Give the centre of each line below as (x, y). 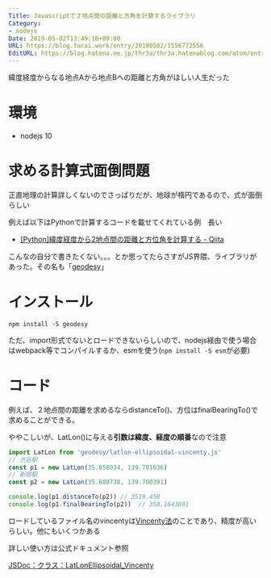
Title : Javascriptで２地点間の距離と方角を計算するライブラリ (102, 16)
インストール (51, 302)
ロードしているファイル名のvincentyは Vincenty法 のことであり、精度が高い (132, 521)
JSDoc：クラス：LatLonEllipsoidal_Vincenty (81, 565)
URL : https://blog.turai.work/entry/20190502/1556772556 (106, 46)
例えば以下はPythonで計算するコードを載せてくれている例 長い (115, 222)
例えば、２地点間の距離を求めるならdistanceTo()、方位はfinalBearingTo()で (133, 409)
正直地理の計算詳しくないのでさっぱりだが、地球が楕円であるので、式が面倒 (135, 195)
